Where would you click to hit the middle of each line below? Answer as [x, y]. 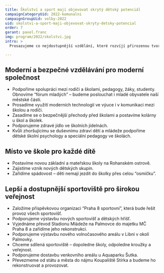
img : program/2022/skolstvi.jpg [38, 37]
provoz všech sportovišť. [37, 213]
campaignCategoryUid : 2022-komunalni [43, 14]
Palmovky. [22, 239]
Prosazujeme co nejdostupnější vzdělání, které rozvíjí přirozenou [80, 46]
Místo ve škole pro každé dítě [51, 151]
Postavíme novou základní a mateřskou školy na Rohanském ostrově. [82, 163]
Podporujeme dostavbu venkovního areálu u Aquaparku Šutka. [75, 255]
